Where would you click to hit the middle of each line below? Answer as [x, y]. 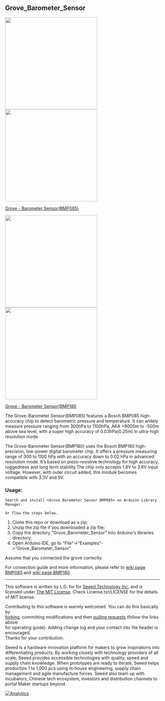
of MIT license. [20, 597]
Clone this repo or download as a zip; [50, 522]
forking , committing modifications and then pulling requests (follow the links [82, 617]
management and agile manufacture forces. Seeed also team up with [75, 674]
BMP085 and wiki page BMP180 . [38, 573]
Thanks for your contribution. [35, 638]
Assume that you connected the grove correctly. [54, 558]
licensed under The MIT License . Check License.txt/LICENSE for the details [82, 592]
